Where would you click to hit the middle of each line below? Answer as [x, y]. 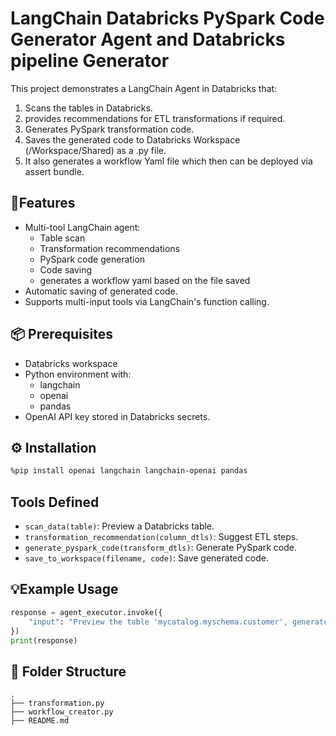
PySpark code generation [92, 259]
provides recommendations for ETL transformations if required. [155, 118]
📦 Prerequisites [62, 334]
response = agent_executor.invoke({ [86, 612]
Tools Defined [55, 502]
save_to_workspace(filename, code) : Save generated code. [146, 558]
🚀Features [43, 203]
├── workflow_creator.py [62, 712]
